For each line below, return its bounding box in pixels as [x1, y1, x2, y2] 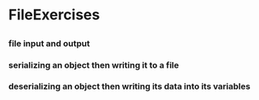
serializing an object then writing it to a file [8, 59, 180, 70]
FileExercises [8, 6, 100, 24]
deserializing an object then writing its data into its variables [8, 81, 251, 92]
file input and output [8, 38, 91, 49]
